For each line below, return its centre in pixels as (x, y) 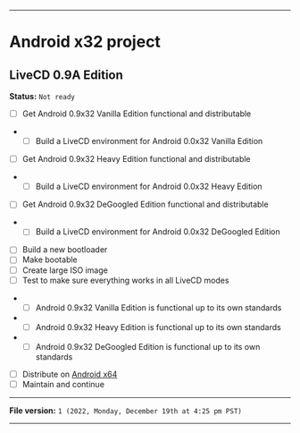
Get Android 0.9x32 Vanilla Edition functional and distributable (137, 114)
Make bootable (50, 259)
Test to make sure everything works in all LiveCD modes (125, 280)
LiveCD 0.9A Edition (66, 75)
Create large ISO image (65, 270)
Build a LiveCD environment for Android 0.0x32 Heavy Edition (149, 187)
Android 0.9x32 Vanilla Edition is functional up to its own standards (158, 307)
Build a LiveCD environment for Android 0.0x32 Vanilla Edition (149, 141)
